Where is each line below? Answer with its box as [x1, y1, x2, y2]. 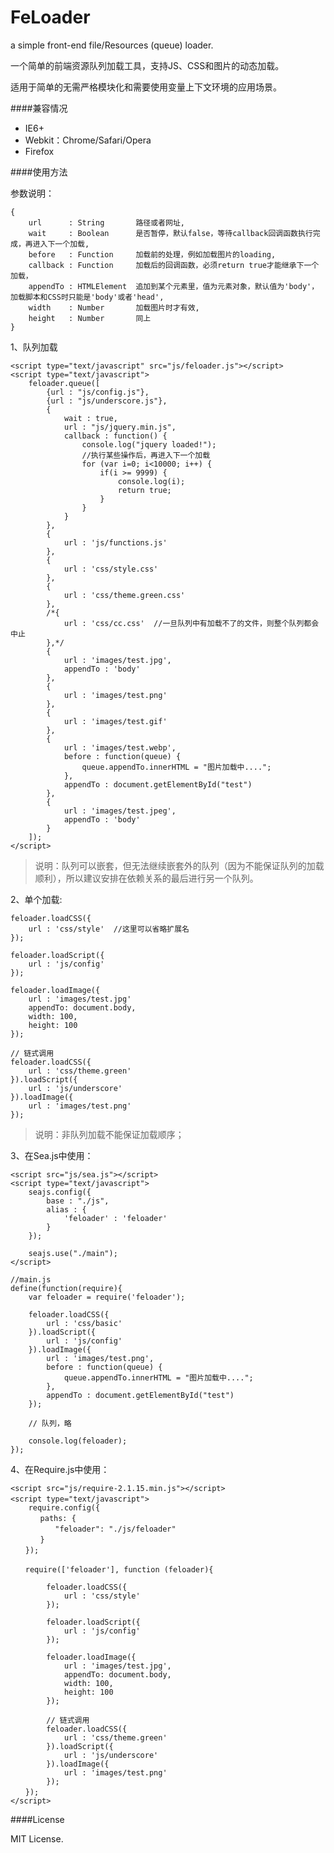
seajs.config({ [28, 1187, 92, 1197]
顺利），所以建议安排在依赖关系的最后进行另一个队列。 [34, 872, 259, 884]
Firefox [24, 145, 55, 157]
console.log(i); [117, 476, 186, 486]
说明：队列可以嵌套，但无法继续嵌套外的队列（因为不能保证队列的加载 [34, 859, 325, 871]
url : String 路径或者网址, [28, 217, 185, 228]
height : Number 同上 [28, 313, 152, 323]
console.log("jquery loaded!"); [81, 439, 217, 450]
